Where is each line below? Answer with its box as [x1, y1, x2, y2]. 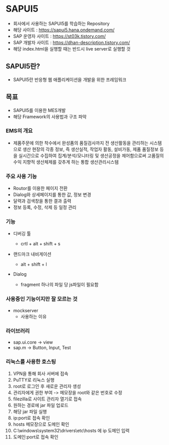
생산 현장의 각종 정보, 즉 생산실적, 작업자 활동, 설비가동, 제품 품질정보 [22, 146, 159, 152]
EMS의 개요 [6, 127, 33, 134]
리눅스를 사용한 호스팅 [6, 358, 56, 365]
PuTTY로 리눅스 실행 [13, 377, 55, 383]
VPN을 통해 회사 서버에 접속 [13, 370, 69, 377]
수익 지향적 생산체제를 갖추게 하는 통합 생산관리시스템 [13, 159, 119, 165]
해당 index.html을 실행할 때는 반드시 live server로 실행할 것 [13, 46, 131, 52]
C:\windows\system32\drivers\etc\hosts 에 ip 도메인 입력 [13, 428, 130, 434]
